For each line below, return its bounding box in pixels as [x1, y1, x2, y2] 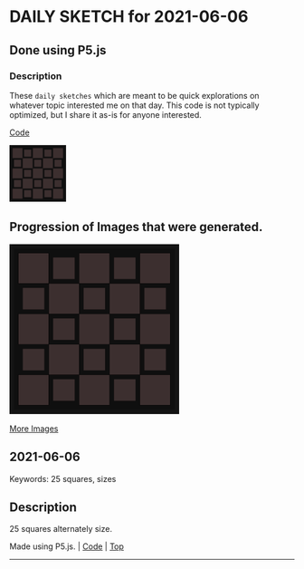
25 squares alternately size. [9, 524, 113, 535]
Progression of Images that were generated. [9, 219, 263, 235]
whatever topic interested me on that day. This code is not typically [9, 100, 260, 111]
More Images [9, 423, 59, 434]
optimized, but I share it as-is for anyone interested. [9, 109, 202, 120]
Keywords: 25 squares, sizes [9, 473, 117, 484]
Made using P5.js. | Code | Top [9, 541, 125, 552]
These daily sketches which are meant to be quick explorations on [9, 90, 260, 101]
